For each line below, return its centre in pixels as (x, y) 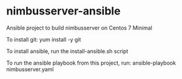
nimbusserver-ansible (63, 11)
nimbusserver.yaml (30, 69)
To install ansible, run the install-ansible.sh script (67, 51)
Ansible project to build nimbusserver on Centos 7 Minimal (79, 28)
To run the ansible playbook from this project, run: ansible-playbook (91, 63)
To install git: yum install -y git (44, 39)
